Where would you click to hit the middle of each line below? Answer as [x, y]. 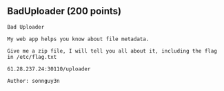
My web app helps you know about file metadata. [78, 39]
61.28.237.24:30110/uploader [49, 69]
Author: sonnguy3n [33, 81]
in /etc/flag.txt [32, 57]
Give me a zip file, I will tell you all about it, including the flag [112, 51]
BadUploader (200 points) [64, 11]
